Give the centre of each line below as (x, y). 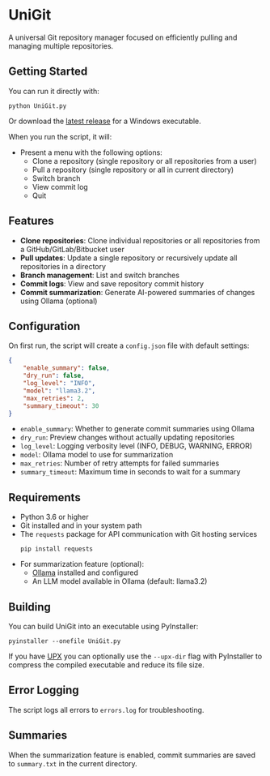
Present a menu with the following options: (91, 152)
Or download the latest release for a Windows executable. (105, 121)
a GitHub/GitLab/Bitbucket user (72, 249)
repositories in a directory (63, 266)
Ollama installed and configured (85, 572)
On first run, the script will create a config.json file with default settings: (129, 345)
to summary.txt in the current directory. (73, 763)
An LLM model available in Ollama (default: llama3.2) (120, 581)
